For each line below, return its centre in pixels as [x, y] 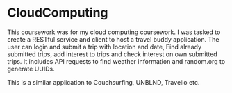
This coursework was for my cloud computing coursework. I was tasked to [114, 32]
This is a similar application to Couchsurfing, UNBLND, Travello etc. [103, 82]
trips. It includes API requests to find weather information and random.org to [116, 61]
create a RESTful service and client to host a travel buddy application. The [113, 39]
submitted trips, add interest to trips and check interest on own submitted [112, 54]
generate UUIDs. [31, 69]
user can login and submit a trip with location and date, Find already [105, 46]
